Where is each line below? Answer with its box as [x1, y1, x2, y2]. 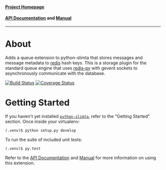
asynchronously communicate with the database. [5, 70, 105, 76]
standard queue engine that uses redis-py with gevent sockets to [5, 65, 138, 71]
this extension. [5, 160, 35, 166]
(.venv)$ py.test [5, 146, 41, 151]
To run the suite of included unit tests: [5, 137, 83, 142]
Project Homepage [5, 4, 44, 10]
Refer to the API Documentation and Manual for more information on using [5, 155, 157, 161]
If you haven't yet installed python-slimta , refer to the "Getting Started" [5, 113, 150, 119]
